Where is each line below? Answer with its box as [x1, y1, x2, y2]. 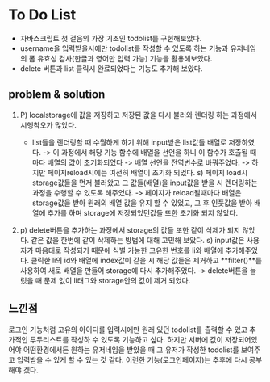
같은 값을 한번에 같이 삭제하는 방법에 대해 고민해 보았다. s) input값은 [31, 235, 245, 245]
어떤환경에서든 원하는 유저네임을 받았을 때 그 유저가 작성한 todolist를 [23, 345, 239, 355]
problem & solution [8, 87, 106, 102]
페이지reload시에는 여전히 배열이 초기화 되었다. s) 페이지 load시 [47, 167, 248, 177]
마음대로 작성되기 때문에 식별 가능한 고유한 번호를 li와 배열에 [35, 245, 224, 255]
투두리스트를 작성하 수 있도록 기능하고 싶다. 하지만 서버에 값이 [29, 334, 223, 344]
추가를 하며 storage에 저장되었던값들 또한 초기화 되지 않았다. [47, 208, 239, 217]
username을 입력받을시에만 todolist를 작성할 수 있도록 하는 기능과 [19, 43, 229, 53]
